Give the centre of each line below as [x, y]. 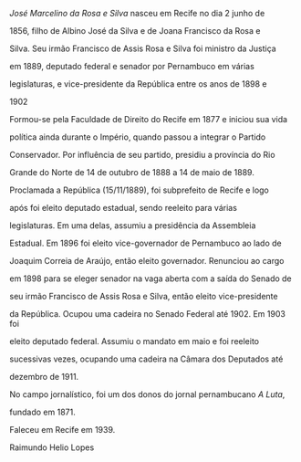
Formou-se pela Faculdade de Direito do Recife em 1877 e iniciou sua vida [149, 119]
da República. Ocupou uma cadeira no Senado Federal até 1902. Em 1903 [147, 314]
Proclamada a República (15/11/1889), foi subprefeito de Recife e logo [139, 190]
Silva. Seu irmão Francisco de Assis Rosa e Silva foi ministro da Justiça [143, 48]
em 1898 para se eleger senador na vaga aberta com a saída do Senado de [150, 278]
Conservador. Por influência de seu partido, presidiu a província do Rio [142, 155]
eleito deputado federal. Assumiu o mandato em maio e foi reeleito [135, 341]
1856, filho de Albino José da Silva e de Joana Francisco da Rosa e [135, 31]
